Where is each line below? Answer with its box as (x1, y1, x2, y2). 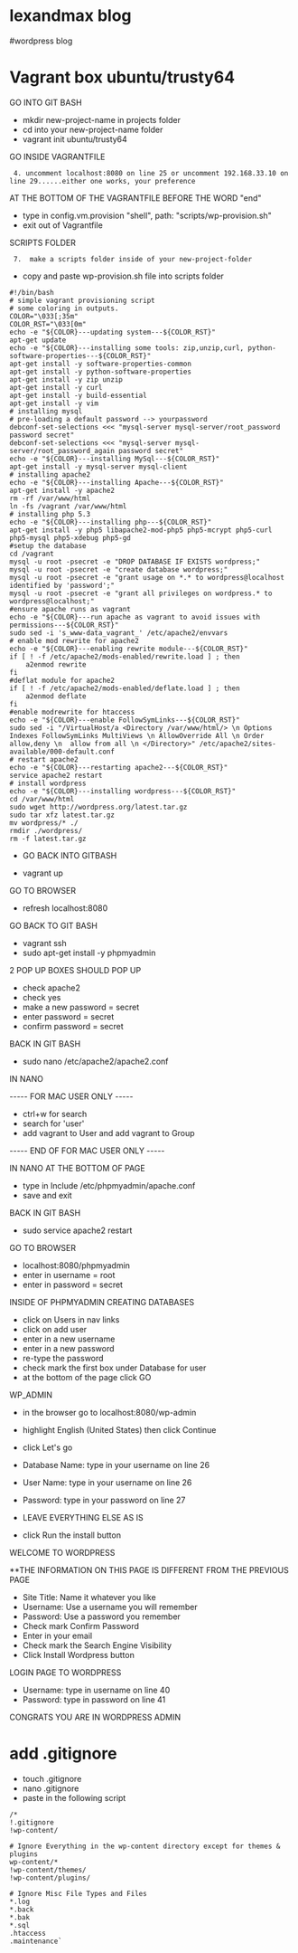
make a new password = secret (22, 1001, 140, 1012)
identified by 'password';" (9, 581, 116, 590)
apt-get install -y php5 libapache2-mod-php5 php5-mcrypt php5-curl (9, 526, 273, 535)
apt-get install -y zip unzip (9, 374, 124, 384)
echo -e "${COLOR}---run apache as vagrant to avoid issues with (9, 612, 260, 621)
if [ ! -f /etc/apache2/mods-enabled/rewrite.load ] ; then (9, 652, 241, 661)
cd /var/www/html (9, 794, 75, 803)
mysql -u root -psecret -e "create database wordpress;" (9, 564, 228, 574)
